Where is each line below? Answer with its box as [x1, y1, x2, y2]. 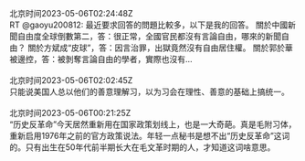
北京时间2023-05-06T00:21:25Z [9, 108, 131, 118]
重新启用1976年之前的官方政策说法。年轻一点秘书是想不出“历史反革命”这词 [9, 131, 290, 141]
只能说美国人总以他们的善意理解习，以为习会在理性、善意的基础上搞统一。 [9, 86, 289, 97]
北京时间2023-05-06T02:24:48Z [9, 8, 133, 18]
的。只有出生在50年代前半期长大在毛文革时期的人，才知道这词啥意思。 [9, 142, 276, 153]
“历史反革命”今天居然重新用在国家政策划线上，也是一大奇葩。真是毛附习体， [9, 119, 297, 130]
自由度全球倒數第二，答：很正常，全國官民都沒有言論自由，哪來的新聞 [16, 31, 281, 41]
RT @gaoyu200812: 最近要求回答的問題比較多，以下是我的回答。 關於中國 [9, 19, 289, 30]
